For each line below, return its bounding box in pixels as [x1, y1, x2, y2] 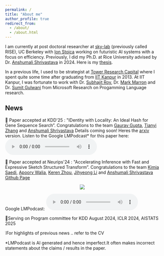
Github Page [5, 174, 30, 180]
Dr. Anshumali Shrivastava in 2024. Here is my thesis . [5, 60, 113, 65]
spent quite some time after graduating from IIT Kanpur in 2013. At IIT [5, 74, 145, 80]
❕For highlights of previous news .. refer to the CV [5, 230, 104, 236]
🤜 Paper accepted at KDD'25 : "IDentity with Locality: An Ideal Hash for [5, 117, 148, 123]
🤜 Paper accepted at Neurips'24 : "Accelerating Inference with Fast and [5, 159, 149, 165]
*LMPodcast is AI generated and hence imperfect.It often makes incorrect [5, 240, 155, 246]
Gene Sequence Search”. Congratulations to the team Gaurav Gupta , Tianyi [5, 122, 157, 128]
